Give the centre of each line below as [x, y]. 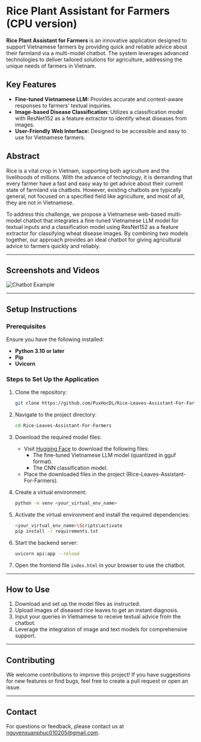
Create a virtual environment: [51, 492]
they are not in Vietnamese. [40, 203]
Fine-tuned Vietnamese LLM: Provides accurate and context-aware [99, 99]
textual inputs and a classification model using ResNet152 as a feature [92, 227]
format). [42, 462]
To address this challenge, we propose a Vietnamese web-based [86, 214]
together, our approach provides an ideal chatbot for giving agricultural [94, 239]
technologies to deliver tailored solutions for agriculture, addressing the [94, 59]
